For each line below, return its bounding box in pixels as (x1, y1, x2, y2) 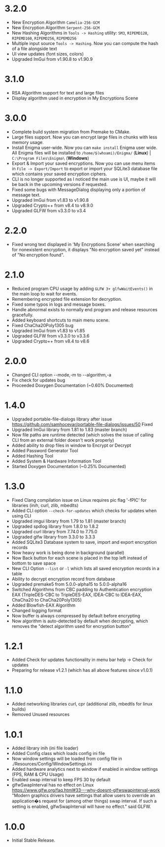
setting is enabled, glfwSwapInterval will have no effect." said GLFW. (11, 803, 151, 809)
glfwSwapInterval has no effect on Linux (11, 782, 94, 788)
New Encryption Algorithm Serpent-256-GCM (11, 24, 100, 30)
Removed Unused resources (11, 711, 70, 717)
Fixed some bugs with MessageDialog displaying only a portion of (11, 187, 146, 192)
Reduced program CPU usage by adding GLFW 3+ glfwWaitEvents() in (11, 285, 153, 291)
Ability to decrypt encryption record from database (11, 576, 115, 582)
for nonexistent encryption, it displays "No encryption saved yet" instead (11, 246, 160, 252)
